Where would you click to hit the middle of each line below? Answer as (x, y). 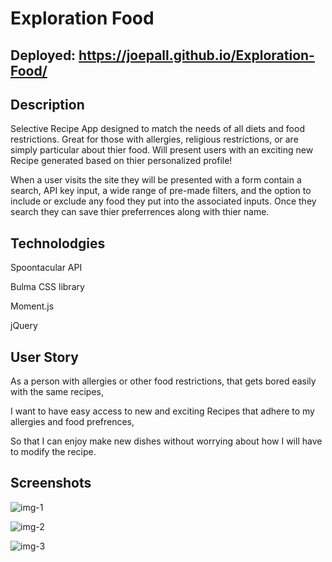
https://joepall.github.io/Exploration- (196, 55)
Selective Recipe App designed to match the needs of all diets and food (157, 129)
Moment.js (32, 306)
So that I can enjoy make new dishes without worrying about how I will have (166, 441)
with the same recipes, (57, 392)
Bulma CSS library (47, 287)
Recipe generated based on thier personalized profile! (121, 161)
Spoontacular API (46, 268)
